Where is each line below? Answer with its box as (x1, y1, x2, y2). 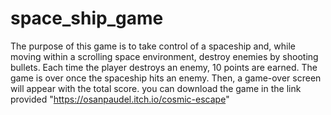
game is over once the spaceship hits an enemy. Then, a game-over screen (10, 72, 322, 84)
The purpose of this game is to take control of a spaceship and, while (10, 40, 296, 52)
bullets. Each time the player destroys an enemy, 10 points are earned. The (10, 61, 318, 73)
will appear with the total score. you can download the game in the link (10, 82, 302, 94)
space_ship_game (10, 7, 164, 30)
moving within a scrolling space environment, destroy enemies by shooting (10, 50, 319, 62)
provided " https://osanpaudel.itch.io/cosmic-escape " (10, 93, 230, 105)
